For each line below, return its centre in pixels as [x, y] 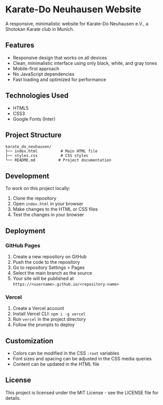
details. [13, 398]
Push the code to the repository [46, 262]
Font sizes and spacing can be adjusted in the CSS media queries [82, 358]
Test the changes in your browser [48, 215]
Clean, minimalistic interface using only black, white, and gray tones [85, 63]
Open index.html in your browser [48, 204]
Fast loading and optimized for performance [59, 79]
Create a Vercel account [38, 308]
